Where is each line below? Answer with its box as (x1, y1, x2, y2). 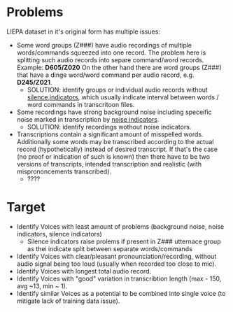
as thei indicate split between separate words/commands (27, 244, 193, 253)
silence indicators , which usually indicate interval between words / (27, 92, 219, 101)
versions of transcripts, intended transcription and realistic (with (16, 159, 202, 168)
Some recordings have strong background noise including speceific (16, 108, 213, 116)
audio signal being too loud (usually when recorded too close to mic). (16, 260, 217, 268)
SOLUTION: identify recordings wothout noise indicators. (27, 122, 192, 131)
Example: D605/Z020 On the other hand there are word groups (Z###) (16, 63, 222, 71)
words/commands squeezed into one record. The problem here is (16, 48, 206, 57)
